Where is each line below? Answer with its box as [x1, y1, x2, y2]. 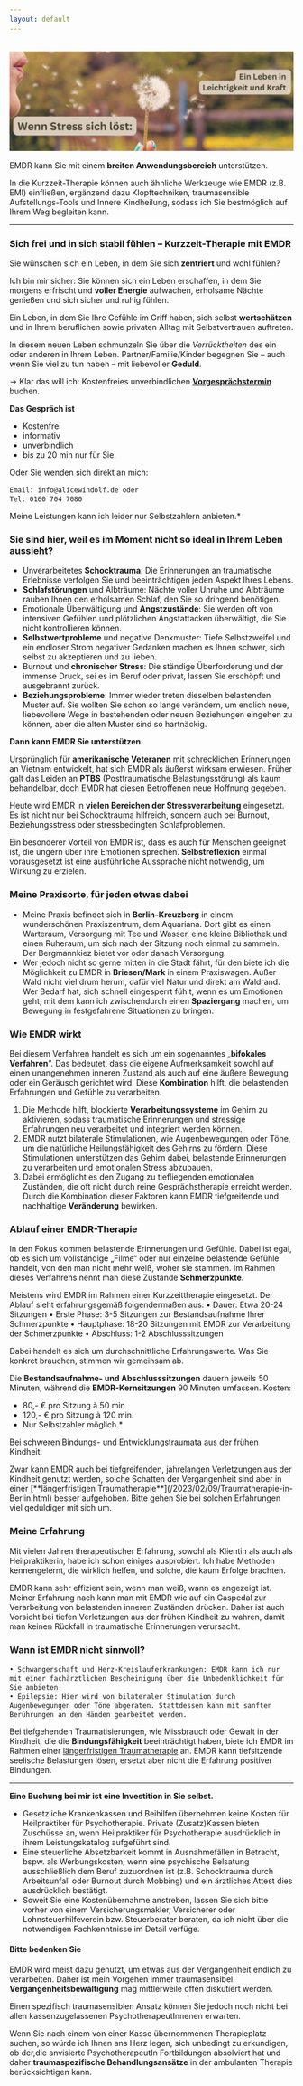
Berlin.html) [9, 1493, 52, 1503]
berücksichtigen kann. [9, 2067, 93, 2078]
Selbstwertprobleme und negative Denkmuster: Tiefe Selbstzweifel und [22, 632, 291, 643]
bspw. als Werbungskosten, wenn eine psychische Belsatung [22, 1855, 250, 1867]
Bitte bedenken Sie [9, 1944, 82, 1955]
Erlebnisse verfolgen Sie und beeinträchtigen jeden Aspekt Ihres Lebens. [22, 574, 294, 585]
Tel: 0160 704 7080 [9, 495, 83, 504]
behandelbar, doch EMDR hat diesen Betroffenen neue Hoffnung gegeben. [9, 782, 287, 793]
